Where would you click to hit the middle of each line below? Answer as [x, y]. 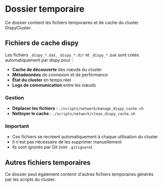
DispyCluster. [18, 27]
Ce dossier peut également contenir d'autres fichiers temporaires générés [79, 174]
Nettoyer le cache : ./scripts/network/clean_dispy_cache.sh [73, 114]
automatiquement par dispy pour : [39, 60]
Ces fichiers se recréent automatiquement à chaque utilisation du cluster [85, 137]
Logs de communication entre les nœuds [54, 85]
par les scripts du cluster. [30, 180]
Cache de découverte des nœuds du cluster [57, 69]
